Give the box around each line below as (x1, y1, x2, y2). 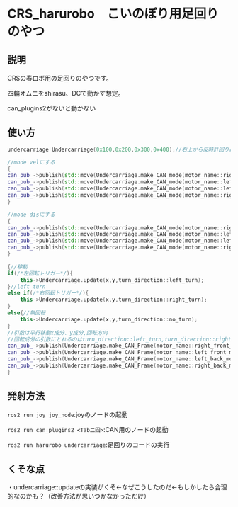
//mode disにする (7, 211, 55, 218)
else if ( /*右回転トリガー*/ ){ (7, 290, 89, 297)
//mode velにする (7, 159, 55, 166)
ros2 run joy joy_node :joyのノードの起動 (7, 410, 128, 418)
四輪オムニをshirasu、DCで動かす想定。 (7, 89, 125, 97)
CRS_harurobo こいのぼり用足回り (7, 6, 219, 22)
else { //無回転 (7, 309, 46, 317)
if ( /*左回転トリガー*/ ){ (7, 270, 73, 277)
